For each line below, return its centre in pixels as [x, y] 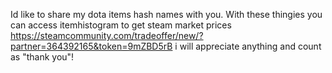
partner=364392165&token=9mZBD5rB [91, 46]
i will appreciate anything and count [248, 46]
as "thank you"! [42, 57]
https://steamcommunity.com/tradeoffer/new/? [107, 35]
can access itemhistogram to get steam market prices [121, 25]
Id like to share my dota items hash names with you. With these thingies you [166, 14]
